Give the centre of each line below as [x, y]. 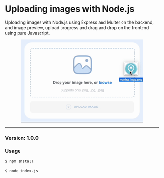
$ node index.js [21, 171]
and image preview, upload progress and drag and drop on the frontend [77, 27]
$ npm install [20, 161]
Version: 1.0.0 [22, 138]
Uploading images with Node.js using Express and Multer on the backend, [80, 22]
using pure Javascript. [28, 33]
